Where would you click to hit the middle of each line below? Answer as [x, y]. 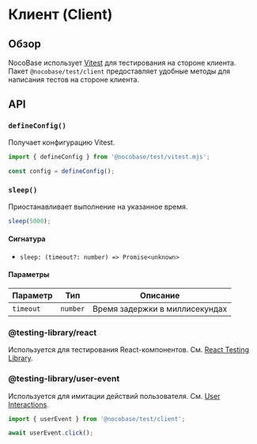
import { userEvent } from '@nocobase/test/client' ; [97, 419]
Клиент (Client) [60, 15]
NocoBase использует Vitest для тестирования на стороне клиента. [122, 63]
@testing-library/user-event [64, 379]
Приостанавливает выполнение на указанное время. [98, 207]
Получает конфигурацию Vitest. [62, 142]
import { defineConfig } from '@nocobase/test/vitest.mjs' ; [110, 157]
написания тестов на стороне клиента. [74, 80]
